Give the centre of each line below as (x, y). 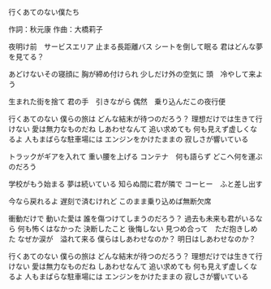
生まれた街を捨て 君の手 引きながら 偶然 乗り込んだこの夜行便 (117, 101)
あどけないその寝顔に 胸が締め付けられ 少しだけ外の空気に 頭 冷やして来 (132, 74)
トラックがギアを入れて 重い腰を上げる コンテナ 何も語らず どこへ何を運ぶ (135, 156)
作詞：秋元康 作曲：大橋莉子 (56, 29)
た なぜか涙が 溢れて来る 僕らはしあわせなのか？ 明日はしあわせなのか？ (132, 239)
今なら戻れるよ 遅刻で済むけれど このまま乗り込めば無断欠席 (110, 201)
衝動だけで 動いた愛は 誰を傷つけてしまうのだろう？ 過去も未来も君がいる (132, 219)
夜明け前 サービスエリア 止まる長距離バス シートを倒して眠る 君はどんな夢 (136, 46)
